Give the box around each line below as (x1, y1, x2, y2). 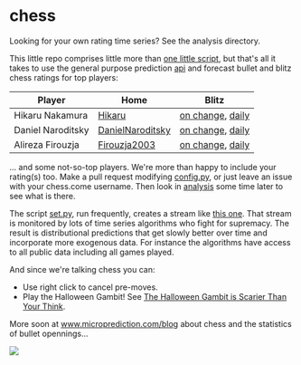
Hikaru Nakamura (14, 109, 89, 121)
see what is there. (9, 190, 76, 201)
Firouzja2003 (98, 138, 156, 150)
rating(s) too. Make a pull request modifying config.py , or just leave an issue (9, 171, 293, 182)
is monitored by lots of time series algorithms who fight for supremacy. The (9, 217, 289, 228)
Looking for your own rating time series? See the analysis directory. (9, 35, 260, 46)
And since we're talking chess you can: (9, 264, 155, 274)
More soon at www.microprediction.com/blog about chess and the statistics (9, 318, 292, 329)
